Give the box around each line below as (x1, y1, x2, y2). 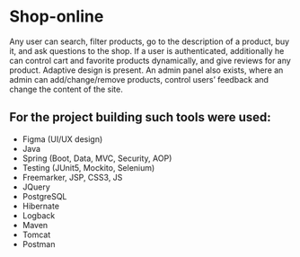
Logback (22, 209, 56, 221)
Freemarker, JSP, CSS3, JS (22, 172, 123, 182)
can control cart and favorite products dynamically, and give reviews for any (9, 55, 292, 66)
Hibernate (22, 200, 60, 211)
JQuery (22, 182, 51, 192)
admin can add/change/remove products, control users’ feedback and (9, 74, 269, 84)
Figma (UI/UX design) (22, 133, 103, 145)
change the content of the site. (9, 84, 124, 94)
